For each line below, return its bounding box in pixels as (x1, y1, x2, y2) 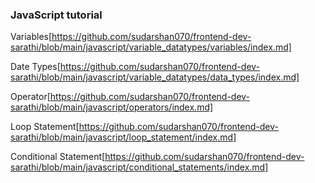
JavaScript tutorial (10, 8, 103, 22)
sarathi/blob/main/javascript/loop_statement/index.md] (10, 131, 237, 143)
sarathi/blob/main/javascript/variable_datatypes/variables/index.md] (10, 41, 292, 53)
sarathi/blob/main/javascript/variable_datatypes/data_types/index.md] (10, 71, 300, 83)
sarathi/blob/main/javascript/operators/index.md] (10, 101, 214, 113)
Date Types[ (10, 61, 61, 73)
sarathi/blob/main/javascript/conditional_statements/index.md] (10, 161, 269, 173)
